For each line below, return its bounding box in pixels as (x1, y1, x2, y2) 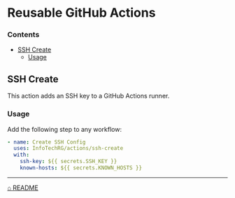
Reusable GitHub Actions (7, 5, 156, 21)
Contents (7, 30, 40, 40)
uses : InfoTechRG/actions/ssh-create (13, 145, 124, 152)
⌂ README (7, 183, 38, 192)
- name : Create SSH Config (7, 138, 86, 146)
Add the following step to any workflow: (7, 125, 122, 133)
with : (13, 151, 30, 158)
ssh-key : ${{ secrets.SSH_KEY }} (20, 158, 117, 165)
